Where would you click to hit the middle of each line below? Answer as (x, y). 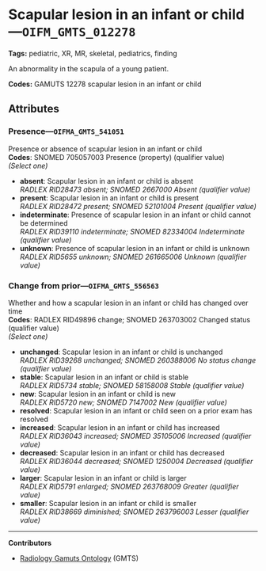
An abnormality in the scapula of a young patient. (88, 68)
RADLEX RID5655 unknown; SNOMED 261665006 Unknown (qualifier (133, 257)
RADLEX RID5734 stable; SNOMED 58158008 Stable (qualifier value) (132, 385)
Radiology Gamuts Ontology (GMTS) (79, 558)
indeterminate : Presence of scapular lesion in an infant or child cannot (135, 215)
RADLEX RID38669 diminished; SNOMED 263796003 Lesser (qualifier (134, 512)
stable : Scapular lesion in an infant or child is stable (104, 377)
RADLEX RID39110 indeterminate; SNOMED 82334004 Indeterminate (132, 231)
